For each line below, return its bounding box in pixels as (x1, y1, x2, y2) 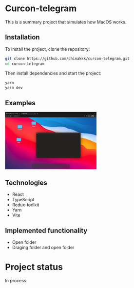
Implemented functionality (5, 226, 88, 234)
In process (5, 278, 26, 284)
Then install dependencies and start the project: (5, 70, 101, 76)
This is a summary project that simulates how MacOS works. (5, 19, 127, 25)
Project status (5, 262, 63, 273)
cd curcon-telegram (5, 61, 45, 66)
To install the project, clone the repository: (5, 46, 90, 52)
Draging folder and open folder (12, 245, 75, 250)
